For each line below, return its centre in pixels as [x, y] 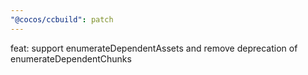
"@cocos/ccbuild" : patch [62, 19]
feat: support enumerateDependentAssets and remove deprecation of [154, 48]
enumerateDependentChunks [71, 58]
